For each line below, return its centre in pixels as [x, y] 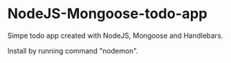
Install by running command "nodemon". [73, 50]
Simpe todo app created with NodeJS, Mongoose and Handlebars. [115, 35]
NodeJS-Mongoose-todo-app [108, 14]
